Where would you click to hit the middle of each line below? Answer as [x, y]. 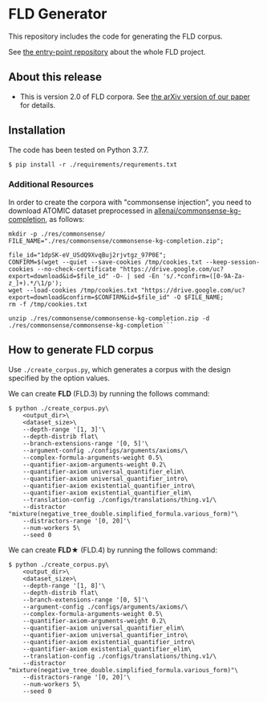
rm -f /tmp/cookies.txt [48, 304]
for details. [38, 105]
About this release [55, 77]
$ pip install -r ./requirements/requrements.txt [93, 164]
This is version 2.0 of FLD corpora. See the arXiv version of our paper [135, 96]
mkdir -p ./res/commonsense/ [57, 234]
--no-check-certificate [77, 269]
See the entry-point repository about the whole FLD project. [107, 51]
